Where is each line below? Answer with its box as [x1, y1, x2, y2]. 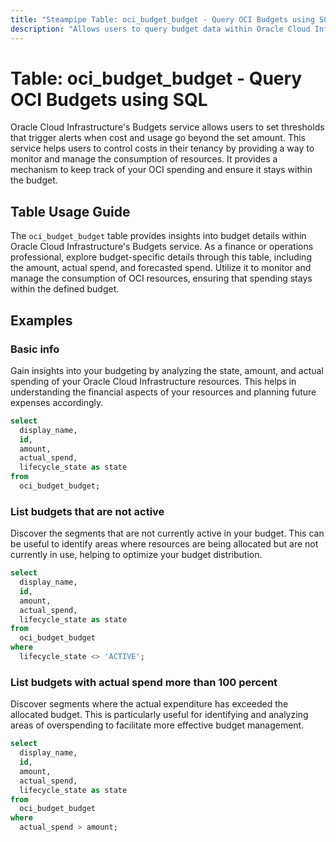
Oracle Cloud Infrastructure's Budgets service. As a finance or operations [10, 241, 314, 253]
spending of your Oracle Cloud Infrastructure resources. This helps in [10, 375, 297, 387]
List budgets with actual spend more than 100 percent [10, 675, 278, 689]
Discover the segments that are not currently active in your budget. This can [10, 527, 325, 540]
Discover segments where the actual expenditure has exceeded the [10, 698, 289, 710]
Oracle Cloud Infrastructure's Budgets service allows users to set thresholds [10, 121, 325, 133]
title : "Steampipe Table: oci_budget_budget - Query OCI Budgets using [10, 14, 315, 25]
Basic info [10, 342, 60, 356]
